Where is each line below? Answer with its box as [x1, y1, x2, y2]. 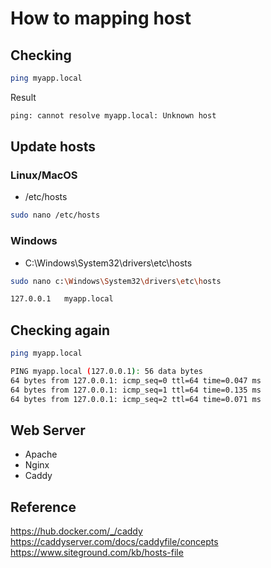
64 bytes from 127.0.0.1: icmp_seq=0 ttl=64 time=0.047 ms [10, 375, 262, 386]
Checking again [10, 322, 111, 339]
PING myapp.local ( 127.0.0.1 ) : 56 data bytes [10, 367, 203, 377]
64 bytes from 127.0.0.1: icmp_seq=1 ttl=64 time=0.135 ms [10, 385, 262, 395]
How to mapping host [10, 7, 192, 30]
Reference [10, 498, 77, 516]
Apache [24, 448, 58, 461]
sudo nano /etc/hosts [10, 210, 101, 221]
